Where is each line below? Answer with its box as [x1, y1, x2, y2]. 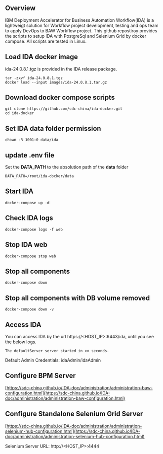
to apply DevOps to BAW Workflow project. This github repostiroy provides [5, 27, 158, 34]
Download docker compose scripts [5, 93, 115, 102]
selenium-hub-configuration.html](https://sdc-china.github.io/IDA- [5, 428, 141, 434]
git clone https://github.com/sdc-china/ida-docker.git [5, 106, 122, 111]
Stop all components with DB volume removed [5, 294, 150, 302]
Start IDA [5, 187, 34, 196]
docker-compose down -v [5, 307, 54, 312]
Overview [5, 4, 36, 12]
